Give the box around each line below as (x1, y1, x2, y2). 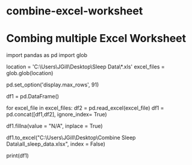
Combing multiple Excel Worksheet (6, 32, 187, 46)
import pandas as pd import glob (6, 52, 88, 59)
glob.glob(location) (6, 70, 54, 77)
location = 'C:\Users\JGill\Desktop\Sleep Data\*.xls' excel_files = (6, 63, 165, 70)
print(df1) (6, 152, 29, 160)
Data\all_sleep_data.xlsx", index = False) (6, 140, 105, 148)
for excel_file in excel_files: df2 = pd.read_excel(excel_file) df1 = (6, 104, 164, 112)
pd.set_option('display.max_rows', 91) (6, 81, 99, 88)
